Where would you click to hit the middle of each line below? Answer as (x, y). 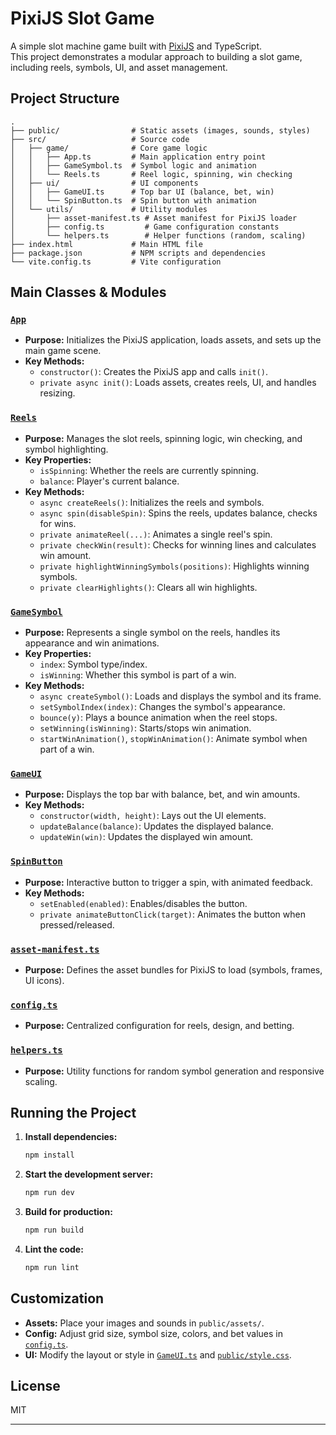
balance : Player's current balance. (109, 481)
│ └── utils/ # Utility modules (109, 209)
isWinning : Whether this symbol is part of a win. (138, 675)
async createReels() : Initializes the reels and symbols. (152, 502)
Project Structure (65, 98)
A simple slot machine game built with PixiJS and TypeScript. (136, 46)
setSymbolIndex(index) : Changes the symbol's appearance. (162, 707)
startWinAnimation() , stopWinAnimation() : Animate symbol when (173, 739)
